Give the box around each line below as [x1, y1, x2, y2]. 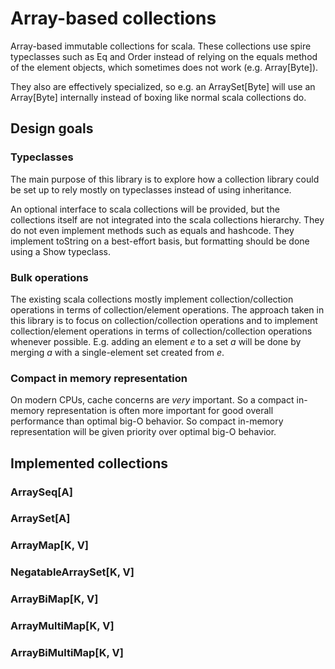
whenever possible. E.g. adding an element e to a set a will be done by [10, 335, 302, 347]
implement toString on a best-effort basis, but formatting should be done [10, 235, 310, 247]
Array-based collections [10, 7, 217, 30]
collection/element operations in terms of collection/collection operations [10, 325, 313, 337]
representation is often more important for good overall [46, 405, 274, 417]
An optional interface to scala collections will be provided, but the [10, 203, 280, 215]
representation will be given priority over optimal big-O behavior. [10, 426, 277, 438]
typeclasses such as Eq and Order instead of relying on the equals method [10, 50, 318, 62]
